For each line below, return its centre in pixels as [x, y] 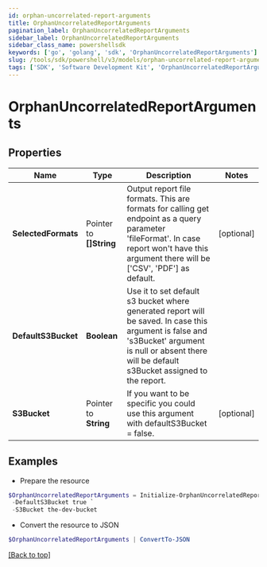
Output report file [159, 188]
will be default [153, 360]
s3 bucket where [158, 301]
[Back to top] [29, 555]
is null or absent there [167, 351]
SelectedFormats [45, 233]
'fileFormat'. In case [164, 238]
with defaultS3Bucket [167, 423]
